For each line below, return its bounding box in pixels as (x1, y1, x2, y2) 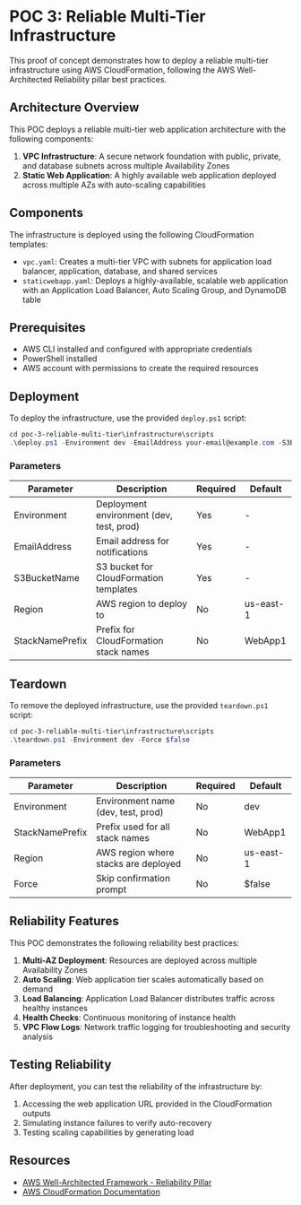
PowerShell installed (21, 353, 98, 364)
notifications (95, 546, 149, 559)
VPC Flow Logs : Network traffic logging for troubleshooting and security (21, 1021, 291, 1032)
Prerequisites (9, 320, 86, 335)
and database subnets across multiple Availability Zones (21, 160, 230, 171)
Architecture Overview (9, 100, 140, 116)
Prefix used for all (95, 820, 170, 833)
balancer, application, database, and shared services (21, 265, 218, 276)
